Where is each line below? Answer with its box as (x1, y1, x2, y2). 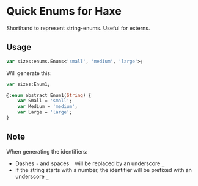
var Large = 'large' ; (17, 109, 72, 115)
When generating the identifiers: (6, 148, 88, 155)
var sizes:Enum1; (6, 81, 51, 87)
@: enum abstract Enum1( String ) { (6, 92, 92, 98)
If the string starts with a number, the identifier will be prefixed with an (15, 166, 193, 173)
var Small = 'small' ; (17, 98, 72, 104)
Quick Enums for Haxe (6, 4, 122, 18)
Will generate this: (6, 69, 52, 77)
